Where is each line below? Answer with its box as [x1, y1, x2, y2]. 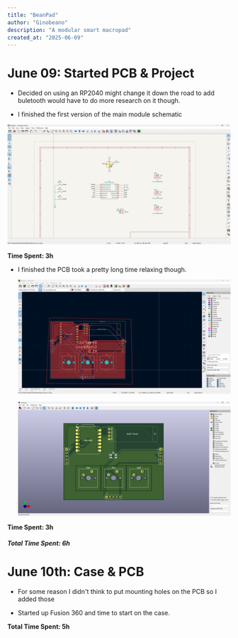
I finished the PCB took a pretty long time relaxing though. [17, 265, 187, 273]
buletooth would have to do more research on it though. [17, 97, 181, 105]
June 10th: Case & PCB [7, 564, 144, 580]
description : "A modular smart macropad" [7, 26, 132, 33]
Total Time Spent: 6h [7, 539, 71, 548]
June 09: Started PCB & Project [7, 65, 195, 82]
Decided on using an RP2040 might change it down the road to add [17, 89, 215, 97]
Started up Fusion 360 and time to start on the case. [17, 609, 171, 617]
